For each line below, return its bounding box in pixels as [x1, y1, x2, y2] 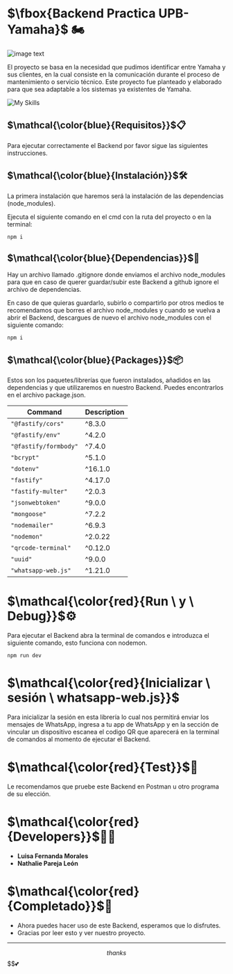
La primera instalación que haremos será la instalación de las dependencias [7, 192, 224, 200]
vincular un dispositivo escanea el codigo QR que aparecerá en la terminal [7, 728, 220, 736]
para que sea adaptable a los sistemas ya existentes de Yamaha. [7, 85, 192, 93]
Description [85, 407, 125, 417]
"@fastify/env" [10, 431, 61, 439]
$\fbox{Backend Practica [7, 6, 156, 22]
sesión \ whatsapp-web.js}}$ [7, 690, 180, 706]
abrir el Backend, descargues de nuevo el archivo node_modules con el [7, 313, 212, 322]
